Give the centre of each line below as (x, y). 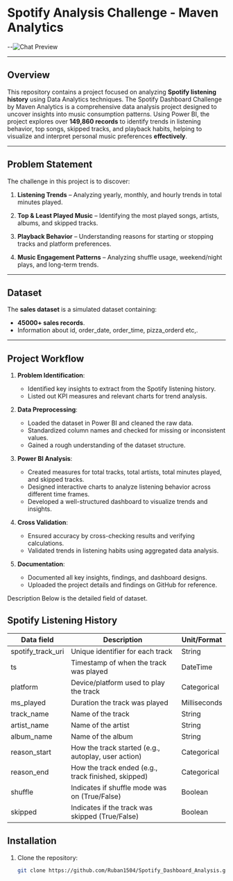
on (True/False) (96, 796)
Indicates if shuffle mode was (119, 788)
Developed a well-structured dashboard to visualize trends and (118, 502)
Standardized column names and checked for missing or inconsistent (127, 430)
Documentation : (41, 564)
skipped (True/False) (105, 816)
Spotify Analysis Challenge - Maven (113, 13)
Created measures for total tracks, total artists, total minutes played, (124, 472)
